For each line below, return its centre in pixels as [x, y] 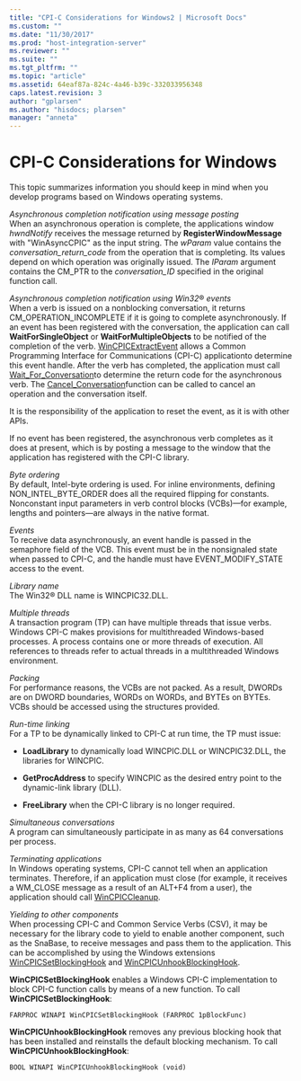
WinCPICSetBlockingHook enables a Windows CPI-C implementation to [143, 979]
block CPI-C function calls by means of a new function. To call [125, 989]
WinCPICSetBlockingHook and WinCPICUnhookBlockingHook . [125, 962]
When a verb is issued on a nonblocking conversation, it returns [127, 308]
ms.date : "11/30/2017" [52, 34]
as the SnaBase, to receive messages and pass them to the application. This [150, 944]
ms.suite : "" [34, 59]
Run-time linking [40, 724]
